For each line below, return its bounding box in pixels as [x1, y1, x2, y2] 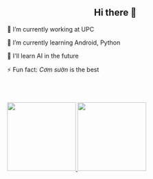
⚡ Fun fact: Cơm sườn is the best [7, 65, 99, 73]
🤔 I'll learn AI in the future [7, 51, 79, 60]
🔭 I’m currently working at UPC [7, 25, 95, 33]
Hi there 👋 [93, 7, 137, 19]
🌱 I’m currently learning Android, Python [7, 38, 121, 47]
